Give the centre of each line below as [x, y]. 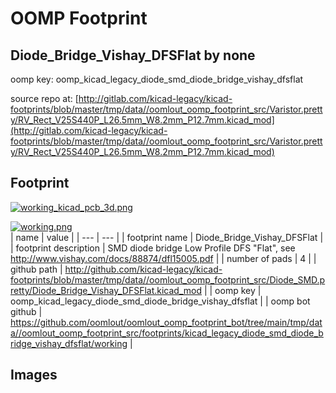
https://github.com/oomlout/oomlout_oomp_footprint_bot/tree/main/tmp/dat [166, 322]
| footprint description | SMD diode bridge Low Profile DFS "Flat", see [153, 248]
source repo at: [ [44, 98]
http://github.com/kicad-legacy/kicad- [143, 269]
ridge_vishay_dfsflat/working [69, 343]
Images [34, 375]
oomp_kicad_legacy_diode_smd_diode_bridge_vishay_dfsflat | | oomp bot [160, 301]
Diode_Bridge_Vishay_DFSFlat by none [133, 55]
